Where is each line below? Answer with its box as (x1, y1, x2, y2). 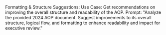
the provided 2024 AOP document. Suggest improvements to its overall (5, 15, 152, 20)
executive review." (5, 25, 43, 31)
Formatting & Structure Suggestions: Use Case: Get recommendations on (5, 4, 156, 10)
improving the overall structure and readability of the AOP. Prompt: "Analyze (5, 9, 162, 15)
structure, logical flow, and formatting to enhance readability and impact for (5, 20, 161, 26)
